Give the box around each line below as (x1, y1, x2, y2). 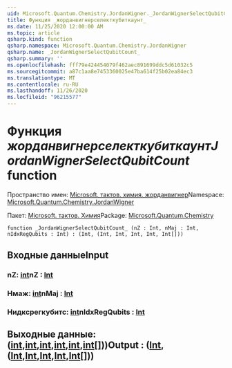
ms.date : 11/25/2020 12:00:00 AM (7, 23, 104, 30)
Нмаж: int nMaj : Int (7, 288, 74, 298)
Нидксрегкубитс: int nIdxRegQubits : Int (7, 307, 145, 317)
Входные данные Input (7, 250, 109, 261)
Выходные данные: (7, 329, 97, 340)
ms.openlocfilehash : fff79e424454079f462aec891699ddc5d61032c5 (7, 62, 193, 68)
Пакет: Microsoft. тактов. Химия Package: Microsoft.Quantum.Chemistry (7, 211, 214, 219)
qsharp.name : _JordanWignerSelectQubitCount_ (7, 49, 140, 56)
